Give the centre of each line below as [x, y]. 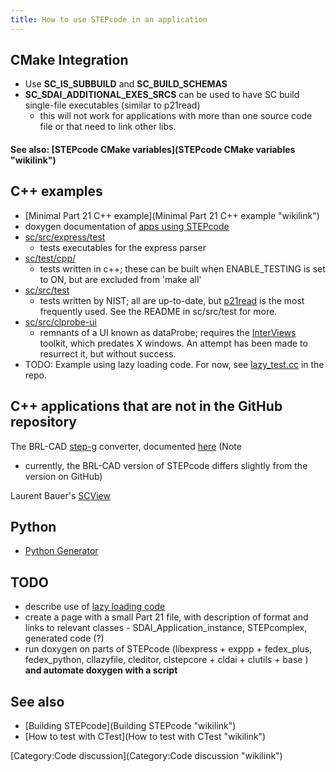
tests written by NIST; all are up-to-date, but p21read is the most [172, 300]
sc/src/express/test [65, 237]
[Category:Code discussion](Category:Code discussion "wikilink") [146, 756]
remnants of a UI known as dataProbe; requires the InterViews [168, 332]
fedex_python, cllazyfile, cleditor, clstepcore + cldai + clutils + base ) [166, 660]
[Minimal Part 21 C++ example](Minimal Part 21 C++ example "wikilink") [172, 215]
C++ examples [56, 191]
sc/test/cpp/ [50, 258]
